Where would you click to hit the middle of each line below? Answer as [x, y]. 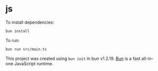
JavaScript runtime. [34, 63]
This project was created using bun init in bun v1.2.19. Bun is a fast [73, 58]
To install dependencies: [30, 22]
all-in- [147, 58]
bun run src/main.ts [26, 49]
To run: [13, 40]
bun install [17, 31]
